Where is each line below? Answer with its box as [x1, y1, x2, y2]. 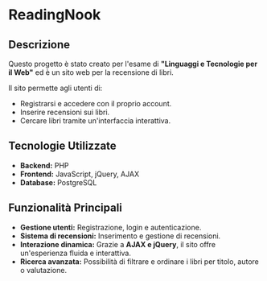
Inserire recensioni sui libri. [19, 107, 110, 117]
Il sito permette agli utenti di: [8, 83, 103, 93]
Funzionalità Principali [8, 201, 123, 215]
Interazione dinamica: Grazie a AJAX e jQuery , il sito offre [19, 239, 216, 249]
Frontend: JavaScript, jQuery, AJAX [19, 169, 139, 179]
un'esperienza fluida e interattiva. [19, 248, 131, 258]
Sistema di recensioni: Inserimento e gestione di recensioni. [19, 231, 221, 241]
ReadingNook [8, 6, 101, 24]
